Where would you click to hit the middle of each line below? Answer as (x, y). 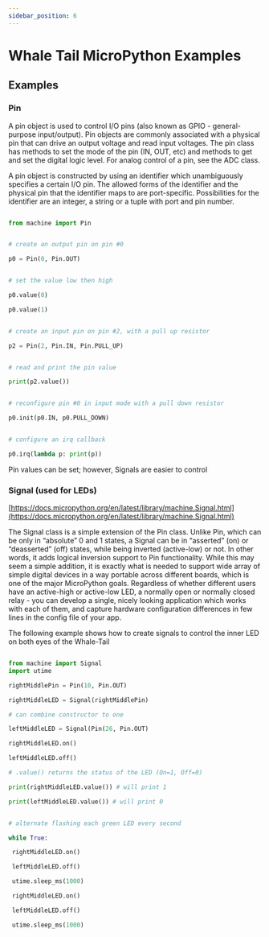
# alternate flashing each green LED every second (95, 823)
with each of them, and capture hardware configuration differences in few (130, 609)
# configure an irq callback (57, 440)
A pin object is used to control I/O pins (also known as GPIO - (110, 126)
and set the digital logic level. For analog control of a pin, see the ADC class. (134, 160)
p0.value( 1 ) (28, 310)
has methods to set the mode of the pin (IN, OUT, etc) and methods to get (130, 151)
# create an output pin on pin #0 (66, 245)
